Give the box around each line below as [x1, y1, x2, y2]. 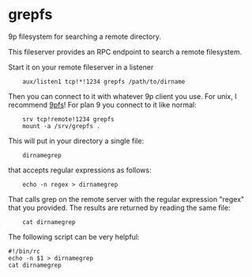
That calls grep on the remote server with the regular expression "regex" [8, 194, 245, 203]
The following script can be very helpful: [8, 232, 140, 241]
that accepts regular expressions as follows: [8, 165, 152, 175]
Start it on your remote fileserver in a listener [8, 62, 154, 72]
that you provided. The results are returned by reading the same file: [8, 203, 231, 212]
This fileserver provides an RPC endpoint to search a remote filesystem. [8, 47, 243, 56]
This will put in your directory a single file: [8, 136, 145, 146]
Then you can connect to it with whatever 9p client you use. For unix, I [8, 91, 237, 101]
